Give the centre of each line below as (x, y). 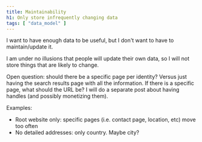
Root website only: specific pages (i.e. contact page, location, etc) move (105, 120)
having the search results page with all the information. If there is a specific (100, 83)
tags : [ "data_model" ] (36, 23)
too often (26, 126)
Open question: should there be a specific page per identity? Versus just (96, 77)
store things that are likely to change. (52, 65)
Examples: (19, 108)
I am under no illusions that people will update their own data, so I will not (98, 59)
